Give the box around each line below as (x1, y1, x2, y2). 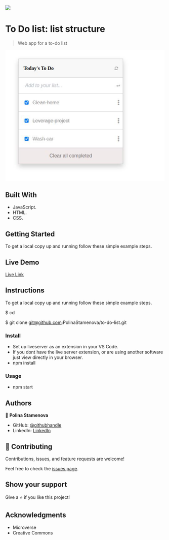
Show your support (5, 481, 67, 489)
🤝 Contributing (5, 442, 53, 451)
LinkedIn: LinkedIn (12, 428, 51, 434)
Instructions (5, 286, 45, 295)
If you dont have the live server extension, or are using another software (12, 349, 163, 355)
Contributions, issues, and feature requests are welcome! (5, 456, 125, 462)
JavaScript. (12, 204, 37, 211)
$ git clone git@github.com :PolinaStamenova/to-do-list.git (5, 319, 127, 325)
